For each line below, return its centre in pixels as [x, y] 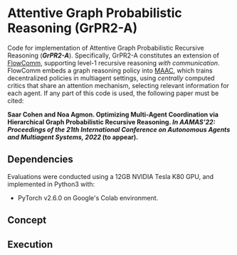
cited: [16, 100]
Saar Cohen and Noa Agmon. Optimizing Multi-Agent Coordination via [113, 114]
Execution [30, 244]
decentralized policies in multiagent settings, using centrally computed [111, 78]
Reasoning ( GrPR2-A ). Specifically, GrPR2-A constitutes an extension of [113, 55]
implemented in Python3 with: [51, 184]
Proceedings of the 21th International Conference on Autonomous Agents [119, 129]
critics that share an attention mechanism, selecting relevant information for [118, 85]
